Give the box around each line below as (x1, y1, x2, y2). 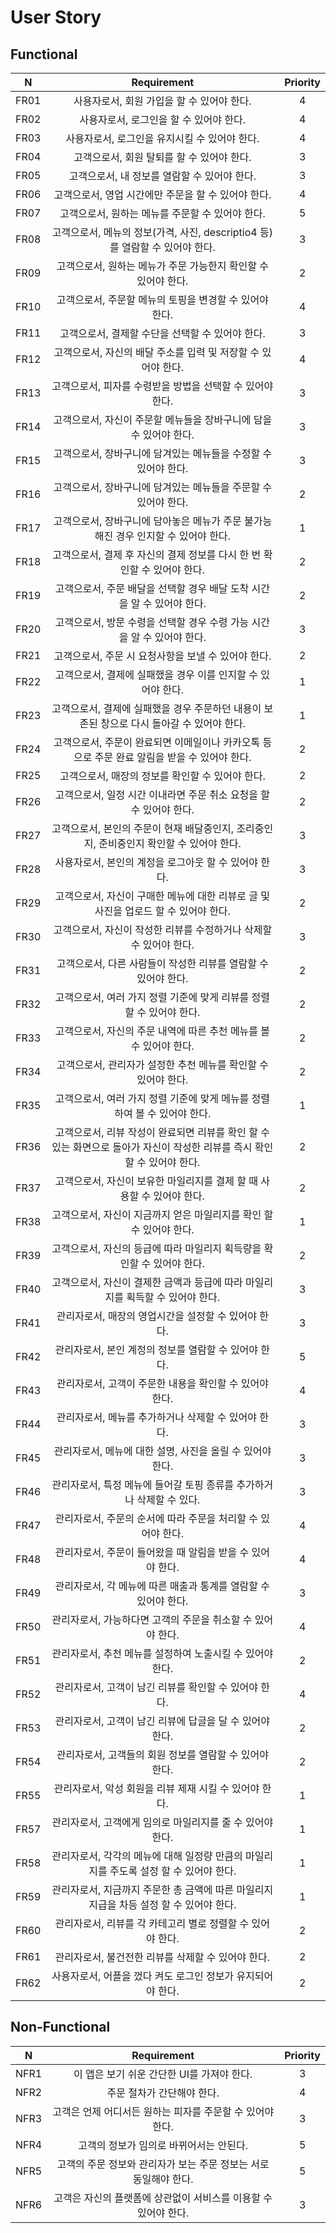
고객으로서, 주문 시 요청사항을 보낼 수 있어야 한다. (53, 649, 272, 663)
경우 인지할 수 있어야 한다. (115, 529, 231, 543)
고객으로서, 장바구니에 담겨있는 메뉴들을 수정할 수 (53, 447, 273, 460)
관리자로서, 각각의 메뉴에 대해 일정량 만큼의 (51, 1849, 243, 1863)
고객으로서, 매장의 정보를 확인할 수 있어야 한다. (59, 769, 266, 783)
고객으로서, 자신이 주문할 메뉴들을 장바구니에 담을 (53, 413, 273, 426)
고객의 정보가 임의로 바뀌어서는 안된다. (78, 2138, 249, 2152)
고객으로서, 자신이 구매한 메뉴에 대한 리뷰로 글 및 (54, 889, 271, 903)
